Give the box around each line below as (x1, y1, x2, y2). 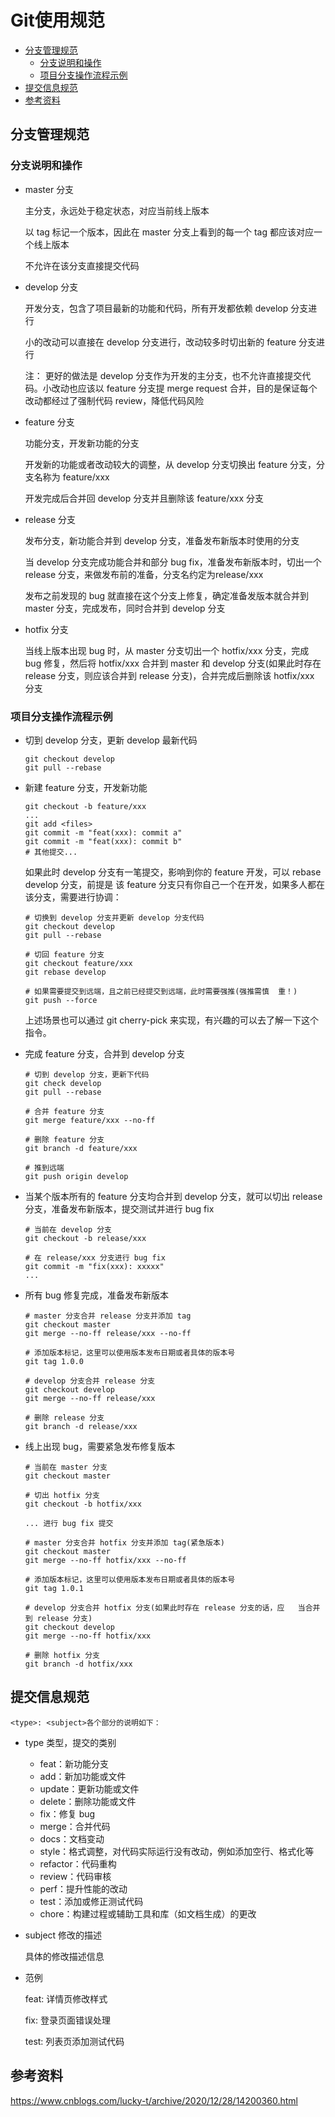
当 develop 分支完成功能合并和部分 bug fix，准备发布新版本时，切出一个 (24, 556, 322, 568)
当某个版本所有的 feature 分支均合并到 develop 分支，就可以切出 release (24, 1190, 323, 1202)
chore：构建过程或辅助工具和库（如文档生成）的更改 (39, 1907, 257, 1920)
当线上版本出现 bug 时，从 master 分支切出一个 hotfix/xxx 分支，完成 (24, 644, 310, 656)
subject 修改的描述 (24, 1929, 103, 1941)
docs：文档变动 (39, 1832, 105, 1845)
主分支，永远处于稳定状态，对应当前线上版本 (24, 204, 210, 216)
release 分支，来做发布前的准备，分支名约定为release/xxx (24, 568, 264, 580)
